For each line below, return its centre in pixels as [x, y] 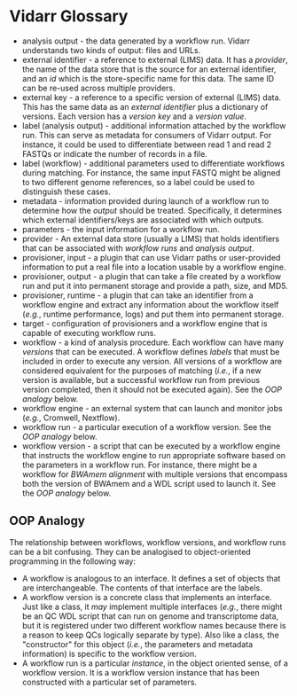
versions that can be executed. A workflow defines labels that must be [151, 351]
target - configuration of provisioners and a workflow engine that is [145, 323]
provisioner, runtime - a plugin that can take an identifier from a [137, 295]
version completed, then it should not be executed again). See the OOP [152, 389]
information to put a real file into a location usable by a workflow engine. [154, 267]
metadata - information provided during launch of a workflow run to [145, 200]
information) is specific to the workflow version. [109, 653]
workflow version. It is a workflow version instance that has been [141, 672]
